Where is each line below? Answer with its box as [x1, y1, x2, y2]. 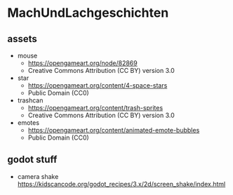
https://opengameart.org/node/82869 [27, 59, 138, 67]
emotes [17, 119, 40, 127]
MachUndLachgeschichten [7, 5, 169, 21]
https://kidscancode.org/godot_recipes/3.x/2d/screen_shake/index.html [17, 180, 226, 188]
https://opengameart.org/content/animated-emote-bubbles [27, 126, 200, 134]
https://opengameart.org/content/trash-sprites [27, 104, 164, 112]
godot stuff [7, 154, 58, 166]
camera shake [17, 172, 59, 180]
